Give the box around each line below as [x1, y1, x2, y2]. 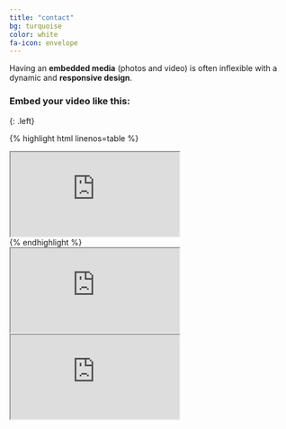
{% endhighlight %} [9, 237, 83, 247]
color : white [9, 30, 58, 39]
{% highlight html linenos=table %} [9, 132, 139, 144]
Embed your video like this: [9, 95, 130, 108]
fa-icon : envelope [9, 38, 78, 48]
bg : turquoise [9, 22, 63, 31]
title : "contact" [9, 13, 75, 22]
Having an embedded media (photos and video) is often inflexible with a [9, 63, 278, 74]
